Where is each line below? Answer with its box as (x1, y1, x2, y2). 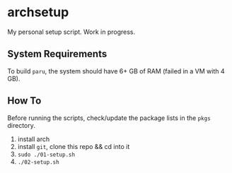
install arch (17, 135, 50, 143)
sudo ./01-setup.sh (17, 151, 76, 158)
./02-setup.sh (17, 158, 59, 166)
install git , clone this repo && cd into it (17, 142, 130, 150)
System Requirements (7, 48, 108, 60)
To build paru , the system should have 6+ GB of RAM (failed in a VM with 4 (7, 66, 225, 75)
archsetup (7, 4, 69, 20)
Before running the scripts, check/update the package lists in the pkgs (7, 114, 211, 122)
